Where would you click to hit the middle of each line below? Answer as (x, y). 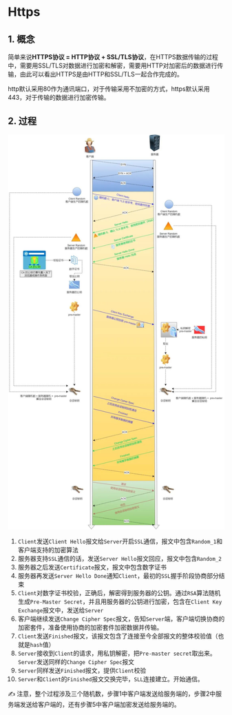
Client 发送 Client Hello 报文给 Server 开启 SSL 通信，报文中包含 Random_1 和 (120, 541)
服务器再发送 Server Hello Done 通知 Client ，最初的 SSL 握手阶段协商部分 (118, 575)
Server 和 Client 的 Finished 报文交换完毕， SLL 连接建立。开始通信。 (110, 678)
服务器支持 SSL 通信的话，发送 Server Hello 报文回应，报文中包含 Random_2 (120, 558)
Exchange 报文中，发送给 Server (61, 610)
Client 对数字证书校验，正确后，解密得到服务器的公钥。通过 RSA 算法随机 (119, 592)
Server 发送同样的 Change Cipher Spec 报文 (76, 661)
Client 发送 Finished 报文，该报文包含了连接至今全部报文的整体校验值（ (118, 636)
